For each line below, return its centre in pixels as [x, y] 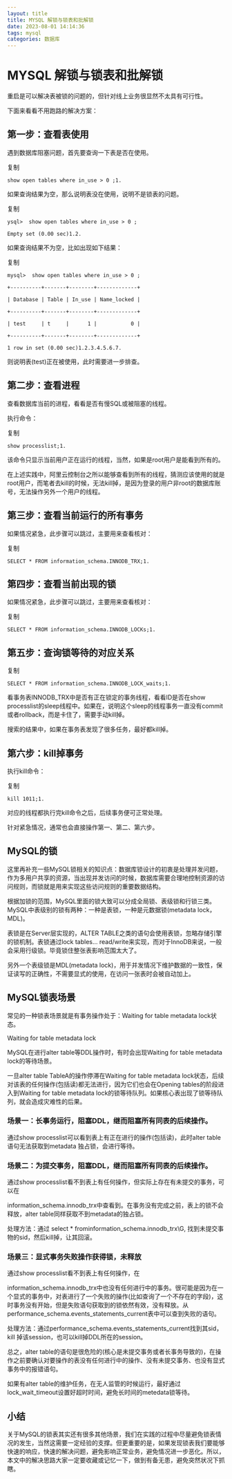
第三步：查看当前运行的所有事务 [75, 516]
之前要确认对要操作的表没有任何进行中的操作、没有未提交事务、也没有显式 [119, 1360]
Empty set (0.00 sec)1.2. [44, 234]
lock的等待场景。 [31, 1061]
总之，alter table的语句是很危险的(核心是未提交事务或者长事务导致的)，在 [112, 1352]
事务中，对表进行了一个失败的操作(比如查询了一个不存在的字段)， [124, 1297]
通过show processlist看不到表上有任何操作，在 [74, 1273]
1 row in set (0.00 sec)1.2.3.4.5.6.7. [65, 348]
